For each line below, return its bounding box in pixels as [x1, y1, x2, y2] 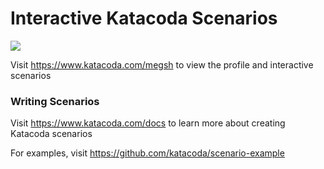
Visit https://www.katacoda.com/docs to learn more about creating [10, 117, 286, 129]
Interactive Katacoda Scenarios [10, 7, 278, 30]
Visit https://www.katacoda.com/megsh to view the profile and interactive [10, 58, 314, 71]
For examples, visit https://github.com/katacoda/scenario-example [10, 147, 285, 159]
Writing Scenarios [10, 94, 100, 108]
